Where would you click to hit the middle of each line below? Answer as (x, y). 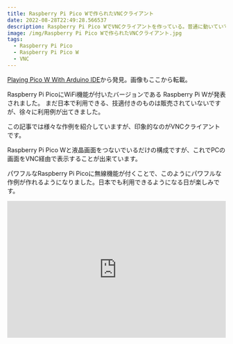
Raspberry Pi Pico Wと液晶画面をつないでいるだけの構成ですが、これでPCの (116, 149)
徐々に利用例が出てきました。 (62, 111)
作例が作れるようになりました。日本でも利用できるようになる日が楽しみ (110, 182)
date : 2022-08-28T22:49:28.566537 (57, 20)
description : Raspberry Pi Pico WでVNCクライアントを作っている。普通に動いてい (115, 26)
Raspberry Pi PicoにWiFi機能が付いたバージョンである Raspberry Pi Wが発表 (116, 94)
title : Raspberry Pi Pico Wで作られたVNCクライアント (80, 14)
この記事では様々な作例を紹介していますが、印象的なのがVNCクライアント (114, 126)
